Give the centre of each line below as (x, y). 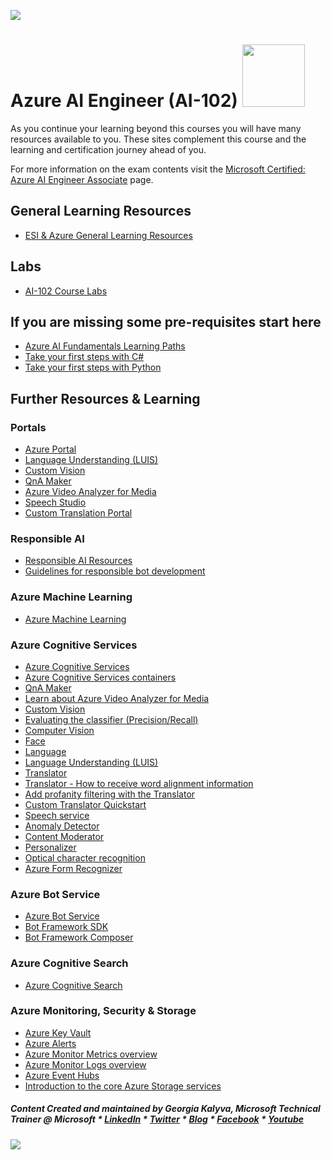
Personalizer (50, 847)
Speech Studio (55, 502)
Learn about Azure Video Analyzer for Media (117, 698)
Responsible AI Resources (78, 561)
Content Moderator (64, 836)
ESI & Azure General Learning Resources (108, 235)
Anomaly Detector (62, 826)
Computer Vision (59, 730)
